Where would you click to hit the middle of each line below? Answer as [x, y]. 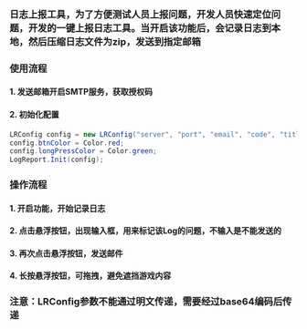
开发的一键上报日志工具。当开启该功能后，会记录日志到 [150, 27]
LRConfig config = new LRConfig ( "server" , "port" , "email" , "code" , [143, 134]
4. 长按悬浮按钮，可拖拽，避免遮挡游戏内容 [90, 276]
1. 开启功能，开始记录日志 [58, 208]
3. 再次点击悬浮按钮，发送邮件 [66, 253]
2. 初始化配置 [34, 115]
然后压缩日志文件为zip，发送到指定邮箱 [114, 41]
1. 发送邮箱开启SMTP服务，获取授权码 [81, 92]
